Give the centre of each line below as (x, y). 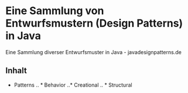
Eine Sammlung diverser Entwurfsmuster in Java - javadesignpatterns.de (94, 52)
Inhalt (16, 71)
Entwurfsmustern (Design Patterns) (94, 23)
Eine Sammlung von (55, 11)
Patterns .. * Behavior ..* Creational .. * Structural (73, 85)
